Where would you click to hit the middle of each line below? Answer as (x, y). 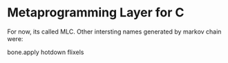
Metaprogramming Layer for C (96, 13)
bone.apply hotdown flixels (46, 52)
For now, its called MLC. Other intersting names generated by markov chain (114, 32)
